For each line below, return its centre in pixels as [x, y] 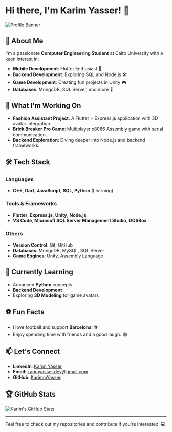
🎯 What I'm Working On [43, 106]
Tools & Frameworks [31, 204]
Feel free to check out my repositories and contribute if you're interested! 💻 [85, 424]
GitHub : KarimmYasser [37, 378]
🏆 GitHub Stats [31, 394]
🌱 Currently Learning [39, 272]
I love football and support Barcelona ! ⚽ [55, 327]
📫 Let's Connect [33, 351]
